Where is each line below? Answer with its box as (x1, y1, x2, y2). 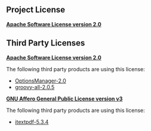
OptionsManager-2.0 (14, 77, 67, 84)
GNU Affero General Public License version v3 (6, 95, 123, 102)
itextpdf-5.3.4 (14, 118, 49, 125)
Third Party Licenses (6, 38, 85, 48)
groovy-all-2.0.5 (14, 83, 55, 90)
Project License (6, 5, 66, 15)
